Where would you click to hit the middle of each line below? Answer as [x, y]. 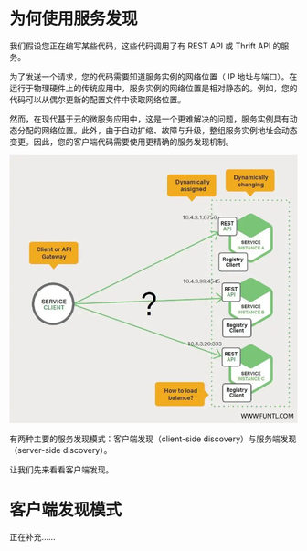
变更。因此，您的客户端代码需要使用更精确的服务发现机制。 [122, 142]
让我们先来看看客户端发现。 [62, 470]
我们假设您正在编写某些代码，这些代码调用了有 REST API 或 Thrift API [140, 46]
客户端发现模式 [66, 510]
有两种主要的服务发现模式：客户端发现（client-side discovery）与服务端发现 [153, 439]
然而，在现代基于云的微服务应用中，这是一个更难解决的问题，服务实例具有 [149, 119]
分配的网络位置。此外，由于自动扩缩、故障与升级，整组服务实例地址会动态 [157, 130]
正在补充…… [33, 537]
